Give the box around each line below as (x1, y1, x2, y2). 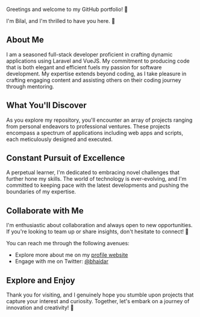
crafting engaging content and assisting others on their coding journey (6, 76, 182, 84)
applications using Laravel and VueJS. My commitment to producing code (6, 57, 190, 64)
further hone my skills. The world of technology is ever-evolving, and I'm (6, 175, 187, 183)
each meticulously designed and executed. (6, 136, 113, 143)
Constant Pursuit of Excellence (6, 153, 125, 163)
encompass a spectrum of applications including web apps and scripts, (6, 129, 184, 136)
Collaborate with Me (6, 206, 84, 216)
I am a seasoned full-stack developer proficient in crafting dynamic (6, 51, 173, 58)
